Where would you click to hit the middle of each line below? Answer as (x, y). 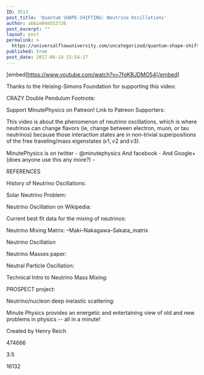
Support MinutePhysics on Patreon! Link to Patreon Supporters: (86, 109)
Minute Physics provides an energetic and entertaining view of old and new (100, 312)
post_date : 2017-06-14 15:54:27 (47, 57)
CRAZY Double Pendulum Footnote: (51, 98)
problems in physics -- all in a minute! (53, 319)
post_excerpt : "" (28, 29)
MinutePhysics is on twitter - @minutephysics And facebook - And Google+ (101, 153)
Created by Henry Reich (36, 331)
